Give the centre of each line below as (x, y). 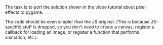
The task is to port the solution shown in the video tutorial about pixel (75, 7)
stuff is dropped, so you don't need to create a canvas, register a (88, 27)
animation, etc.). (22, 37)
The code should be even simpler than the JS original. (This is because (77, 22)
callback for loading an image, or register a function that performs (72, 32)
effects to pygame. (24, 12)
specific (13, 27)
